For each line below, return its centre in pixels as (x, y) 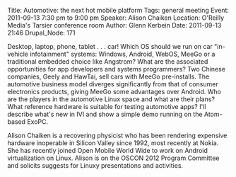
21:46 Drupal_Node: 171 (41, 33)
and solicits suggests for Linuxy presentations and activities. (95, 165)
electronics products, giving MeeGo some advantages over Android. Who (114, 92)
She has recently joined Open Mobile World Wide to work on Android (108, 150)
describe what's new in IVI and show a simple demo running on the (105, 114)
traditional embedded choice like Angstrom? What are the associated (108, 62)
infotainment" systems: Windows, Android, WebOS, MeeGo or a (122, 54)
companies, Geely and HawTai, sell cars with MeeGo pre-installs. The (108, 76)
